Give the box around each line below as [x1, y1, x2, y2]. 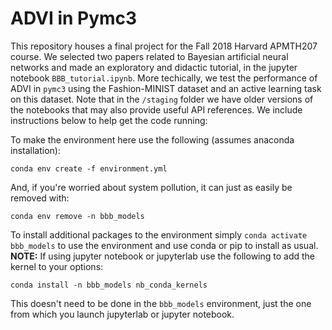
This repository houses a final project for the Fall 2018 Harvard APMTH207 [10, 40, 318, 52]
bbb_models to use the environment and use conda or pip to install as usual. [10, 239, 319, 251]
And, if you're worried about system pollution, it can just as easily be [10, 181, 293, 193]
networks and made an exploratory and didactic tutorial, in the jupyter [10, 61, 298, 73]
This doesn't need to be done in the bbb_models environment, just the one [10, 297, 312, 309]
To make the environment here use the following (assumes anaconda [10, 133, 295, 146]
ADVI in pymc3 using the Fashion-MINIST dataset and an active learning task [10, 82, 322, 94]
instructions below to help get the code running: [10, 114, 208, 126]
